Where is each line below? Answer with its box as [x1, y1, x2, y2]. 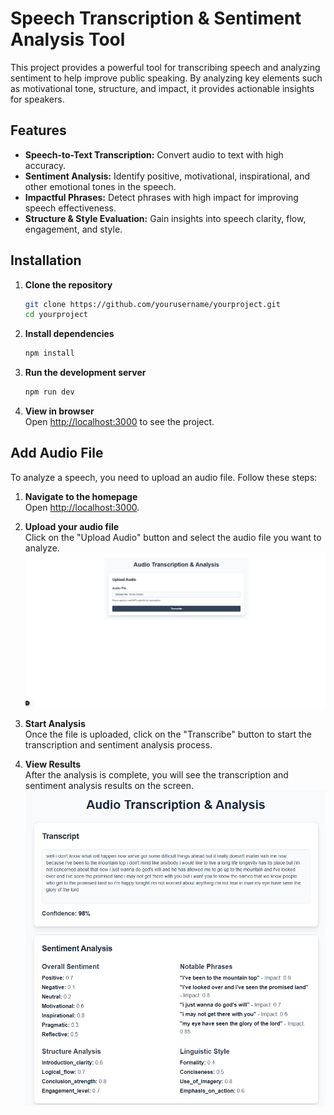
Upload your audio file [24, 520, 120, 532]
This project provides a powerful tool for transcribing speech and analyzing [10, 61, 321, 73]
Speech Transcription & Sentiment [10, 7, 302, 30]
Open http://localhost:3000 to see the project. [24, 416, 215, 428]
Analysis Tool [10, 28, 126, 51]
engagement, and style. [24, 223, 123, 235]
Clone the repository [24, 278, 113, 291]
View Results [24, 758, 82, 770]
